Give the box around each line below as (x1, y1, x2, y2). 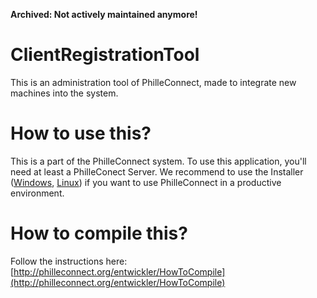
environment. (10, 187, 65, 199)
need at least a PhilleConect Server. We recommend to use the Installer (10, 165, 304, 178)
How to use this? (10, 122, 152, 145)
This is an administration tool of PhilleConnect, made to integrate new (10, 76, 297, 88)
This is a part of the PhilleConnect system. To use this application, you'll (10, 155, 307, 167)
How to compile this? (10, 222, 188, 245)
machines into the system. (10, 87, 119, 99)
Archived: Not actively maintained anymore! (10, 9, 198, 20)
